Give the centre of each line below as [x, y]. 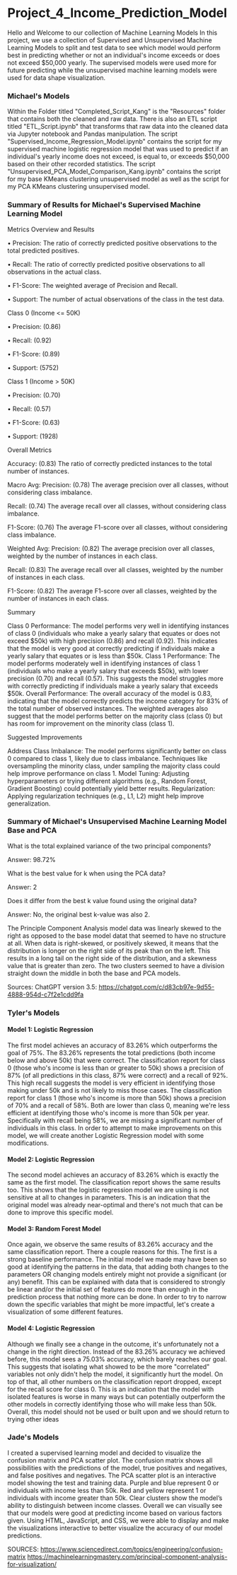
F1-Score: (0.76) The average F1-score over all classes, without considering [117, 527]
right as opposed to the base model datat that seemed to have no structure [117, 936]
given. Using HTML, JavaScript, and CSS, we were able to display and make [118, 1520]
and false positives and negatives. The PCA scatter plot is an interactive [112, 1475]
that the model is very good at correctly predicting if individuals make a [111, 648]
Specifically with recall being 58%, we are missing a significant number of [115, 1120]
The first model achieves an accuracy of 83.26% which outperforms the [112, 1045]
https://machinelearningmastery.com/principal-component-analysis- [127, 1557]
